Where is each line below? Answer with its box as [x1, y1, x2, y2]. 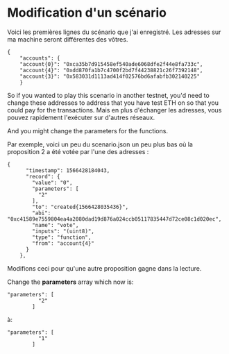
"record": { [25, 173, 60, 180]
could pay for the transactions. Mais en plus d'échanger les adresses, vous [7, 106, 222, 114]
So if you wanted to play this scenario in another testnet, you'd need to [7, 91, 210, 99]
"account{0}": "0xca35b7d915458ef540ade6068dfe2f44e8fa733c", [19, 60, 203, 67]
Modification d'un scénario [7, 5, 167, 21]
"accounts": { [19, 54, 60, 62]
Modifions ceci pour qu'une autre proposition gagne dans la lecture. [7, 264, 202, 272]
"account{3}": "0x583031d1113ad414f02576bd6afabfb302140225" [19, 73, 200, 80]
